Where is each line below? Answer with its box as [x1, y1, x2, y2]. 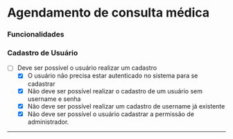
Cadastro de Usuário [7, 48, 78, 58]
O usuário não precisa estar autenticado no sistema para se [27, 71, 198, 80]
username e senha [27, 95, 81, 103]
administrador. [27, 118, 69, 126]
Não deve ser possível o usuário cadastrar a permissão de [27, 109, 194, 118]
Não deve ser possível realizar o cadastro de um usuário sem [27, 86, 203, 95]
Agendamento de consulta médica [7, 5, 210, 21]
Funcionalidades [7, 30, 64, 39]
